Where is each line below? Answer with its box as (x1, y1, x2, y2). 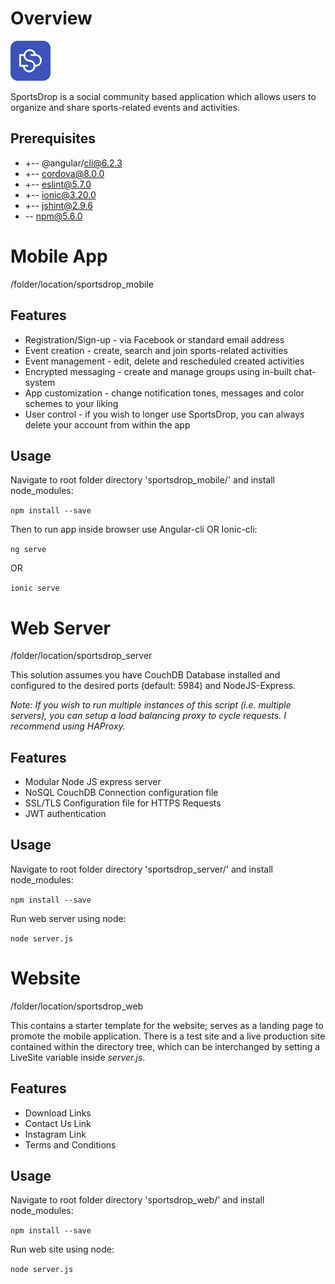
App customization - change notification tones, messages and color (24, 387, 305, 399)
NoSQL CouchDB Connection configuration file (24, 787, 219, 799)
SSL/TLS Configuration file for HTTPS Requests (24, 797, 222, 809)
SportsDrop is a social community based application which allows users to (10, 90, 317, 102)
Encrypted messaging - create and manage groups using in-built (24, 365, 292, 377)
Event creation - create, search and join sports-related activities (24, 344, 288, 356)
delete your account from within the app (24, 418, 191, 431)
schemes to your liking (24, 397, 119, 409)
